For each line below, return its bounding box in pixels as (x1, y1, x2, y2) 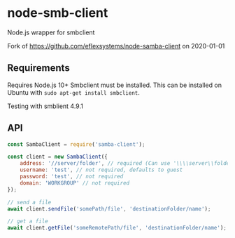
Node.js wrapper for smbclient (7, 28, 95, 37)
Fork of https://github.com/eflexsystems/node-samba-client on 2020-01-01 (7, 41, 225, 50)
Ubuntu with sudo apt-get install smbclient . (7, 88, 140, 96)
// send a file (7, 199, 52, 206)
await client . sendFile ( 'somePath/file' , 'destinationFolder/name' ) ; (7, 205, 211, 212)
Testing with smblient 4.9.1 (7, 102, 84, 110)
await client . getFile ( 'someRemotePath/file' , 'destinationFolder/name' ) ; (7, 225, 227, 232)
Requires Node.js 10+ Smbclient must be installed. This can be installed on (7, 81, 222, 89)
